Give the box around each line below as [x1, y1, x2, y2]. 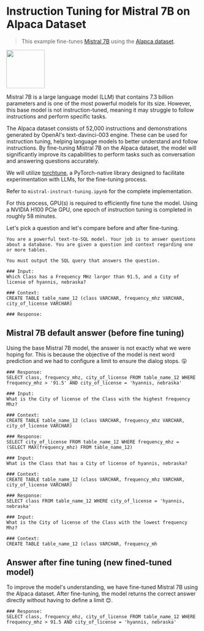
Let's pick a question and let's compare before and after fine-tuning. [6, 224, 179, 231]
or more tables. [6, 247, 48, 253]
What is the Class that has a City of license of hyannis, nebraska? [6, 460, 188, 467]
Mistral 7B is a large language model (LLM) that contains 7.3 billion [6, 93, 173, 101]
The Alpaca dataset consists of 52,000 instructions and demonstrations [6, 124, 187, 132]
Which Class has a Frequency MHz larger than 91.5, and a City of [6, 273, 179, 280]
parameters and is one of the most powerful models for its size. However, [6, 99, 192, 107]
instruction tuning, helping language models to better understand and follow [6, 137, 198, 145]
